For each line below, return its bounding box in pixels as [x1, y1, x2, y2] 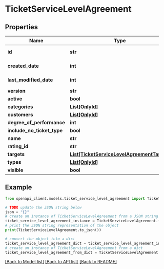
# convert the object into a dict [5, 236, 76, 241]
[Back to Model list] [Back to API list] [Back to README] [5, 259, 117, 265]
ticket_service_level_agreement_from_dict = [5, 250, 97, 255]
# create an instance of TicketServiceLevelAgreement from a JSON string [5, 214, 159, 219]
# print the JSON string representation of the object [5, 223, 119, 228]
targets [7, 151, 25, 157]
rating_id [7, 143, 29, 150]
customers [7, 111, 33, 118]
